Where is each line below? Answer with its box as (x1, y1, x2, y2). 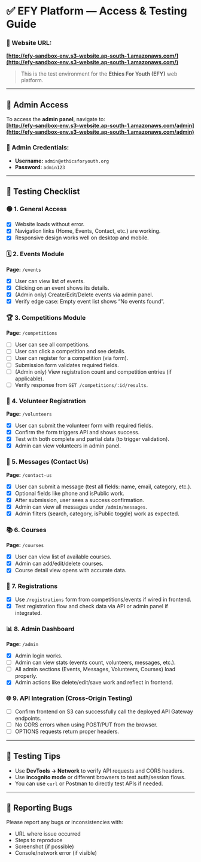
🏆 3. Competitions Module (6, 313, 86, 322)
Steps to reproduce (14, 837, 63, 844)
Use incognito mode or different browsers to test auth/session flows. (14, 773, 186, 780)
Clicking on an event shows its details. (14, 284, 109, 292)
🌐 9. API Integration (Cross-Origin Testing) (6, 694, 133, 702)
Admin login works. (14, 652, 63, 659)
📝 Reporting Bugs (6, 803, 73, 813)
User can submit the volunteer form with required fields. (14, 422, 154, 429)
